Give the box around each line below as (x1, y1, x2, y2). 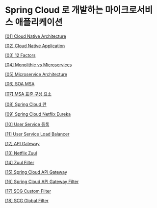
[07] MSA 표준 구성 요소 (5, 91, 52, 97)
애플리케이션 (15, 17, 63, 28)
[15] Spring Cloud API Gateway (5, 169, 68, 175)
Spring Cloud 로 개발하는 (5, 4, 104, 16)
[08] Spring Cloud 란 (5, 101, 47, 107)
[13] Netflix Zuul (5, 150, 37, 156)
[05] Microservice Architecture (5, 71, 68, 77)
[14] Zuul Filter (5, 159, 34, 165)
